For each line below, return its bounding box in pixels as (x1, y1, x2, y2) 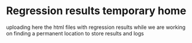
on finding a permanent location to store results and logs (6, 29, 144, 37)
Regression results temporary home (6, 4, 187, 18)
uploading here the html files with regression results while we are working (6, 24, 186, 31)
